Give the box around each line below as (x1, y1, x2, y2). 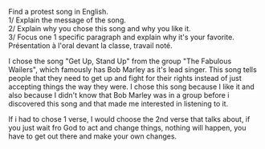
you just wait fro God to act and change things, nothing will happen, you (8, 123, 247, 132)
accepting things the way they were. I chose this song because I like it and (8, 82, 255, 91)
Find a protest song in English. (8, 7, 108, 16)
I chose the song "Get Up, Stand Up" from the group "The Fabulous (8, 56, 232, 66)
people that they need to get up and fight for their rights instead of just (8, 74, 243, 83)
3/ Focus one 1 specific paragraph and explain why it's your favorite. (8, 32, 234, 42)
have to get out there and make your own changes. (8, 131, 177, 141)
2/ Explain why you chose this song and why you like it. (8, 24, 191, 33)
